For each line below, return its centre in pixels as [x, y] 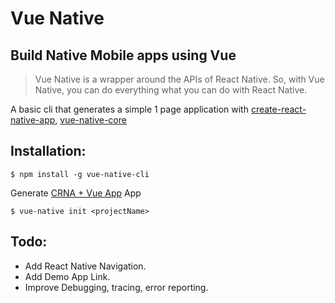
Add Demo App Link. [67, 276]
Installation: [48, 151]
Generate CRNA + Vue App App [76, 193]
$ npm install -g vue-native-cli [80, 174]
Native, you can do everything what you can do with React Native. [171, 90]
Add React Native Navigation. [85, 266]
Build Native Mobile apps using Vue [123, 55]
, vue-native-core [90, 120]
